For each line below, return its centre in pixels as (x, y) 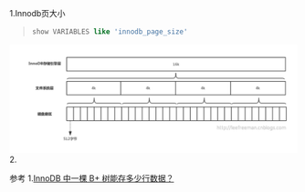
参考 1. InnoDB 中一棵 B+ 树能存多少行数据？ (92, 178)
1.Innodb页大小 (37, 13)
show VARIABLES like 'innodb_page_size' (110, 32)
